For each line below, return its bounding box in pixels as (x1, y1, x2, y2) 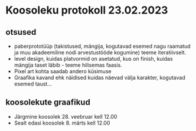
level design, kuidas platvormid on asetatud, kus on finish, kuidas (14, 55, 173, 62)
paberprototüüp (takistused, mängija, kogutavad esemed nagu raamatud (14, 42, 191, 50)
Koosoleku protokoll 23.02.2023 (5, 4, 168, 17)
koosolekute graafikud (5, 97, 91, 107)
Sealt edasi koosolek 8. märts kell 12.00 (14, 119, 110, 126)
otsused (5, 27, 37, 37)
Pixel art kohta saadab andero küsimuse (14, 68, 112, 74)
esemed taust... (14, 80, 53, 87)
